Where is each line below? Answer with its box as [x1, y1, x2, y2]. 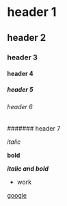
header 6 [7, 103, 33, 111]
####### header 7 [7, 124, 61, 132]
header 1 [7, 4, 57, 20]
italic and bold [7, 164, 49, 173]
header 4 [7, 70, 33, 78]
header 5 [7, 85, 33, 93]
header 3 [7, 53, 38, 62]
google [7, 191, 27, 199]
